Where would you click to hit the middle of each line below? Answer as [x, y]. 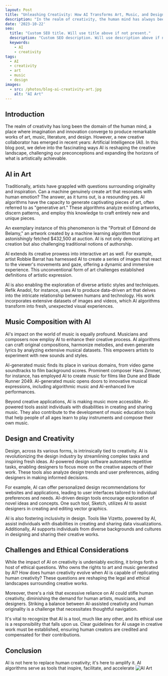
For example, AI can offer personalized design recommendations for [75, 487]
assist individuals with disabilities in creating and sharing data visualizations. [84, 523]
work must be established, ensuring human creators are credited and [76, 630]
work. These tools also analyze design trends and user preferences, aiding [82, 472]
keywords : [20, 43]
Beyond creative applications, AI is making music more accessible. [74, 401]
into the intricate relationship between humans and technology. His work [80, 295]
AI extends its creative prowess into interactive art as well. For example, [79, 254]
